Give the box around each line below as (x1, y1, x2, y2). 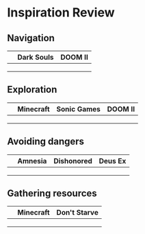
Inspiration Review (7, 5, 115, 21)
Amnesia (17, 156, 47, 165)
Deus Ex (98, 156, 127, 165)
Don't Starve (56, 208, 99, 218)
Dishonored (53, 156, 92, 165)
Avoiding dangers (7, 136, 84, 148)
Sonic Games (56, 104, 101, 114)
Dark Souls (17, 53, 54, 62)
